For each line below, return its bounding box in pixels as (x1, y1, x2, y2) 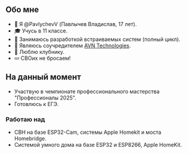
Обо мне (5, 5, 39, 15)
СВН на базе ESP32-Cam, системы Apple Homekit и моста (14, 129, 161, 136)
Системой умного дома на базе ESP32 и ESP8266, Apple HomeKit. (14, 141, 182, 148)
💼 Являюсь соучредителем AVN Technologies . (14, 41, 131, 49)
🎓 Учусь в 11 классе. (14, 27, 68, 34)
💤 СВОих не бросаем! (14, 54, 71, 62)
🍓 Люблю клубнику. (14, 48, 65, 55)
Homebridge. (14, 134, 47, 142)
